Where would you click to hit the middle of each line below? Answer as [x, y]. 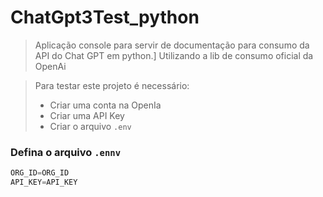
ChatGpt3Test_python [105, 17]
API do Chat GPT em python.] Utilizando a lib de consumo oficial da [174, 55]
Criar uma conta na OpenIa [105, 105]
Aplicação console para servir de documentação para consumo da [172, 45]
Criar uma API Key [87, 115]
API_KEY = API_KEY [44, 182]
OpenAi [50, 66]
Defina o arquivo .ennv [66, 152]
